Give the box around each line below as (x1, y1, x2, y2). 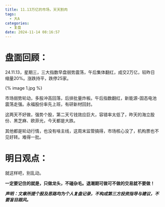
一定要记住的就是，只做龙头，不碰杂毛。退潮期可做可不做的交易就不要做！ (5, 180, 155, 186)
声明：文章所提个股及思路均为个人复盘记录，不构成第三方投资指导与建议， (5, 190, 155, 196)
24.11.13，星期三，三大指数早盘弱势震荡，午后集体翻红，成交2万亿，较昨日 (5, 69, 155, 75)
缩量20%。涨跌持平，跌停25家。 (5, 75, 71, 81)
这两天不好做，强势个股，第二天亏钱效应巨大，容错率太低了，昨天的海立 (5, 112, 150, 117)
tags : (5, 12, 16, 17)
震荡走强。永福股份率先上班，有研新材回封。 (5, 101, 95, 107)
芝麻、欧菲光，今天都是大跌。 (18, 117, 78, 123)
